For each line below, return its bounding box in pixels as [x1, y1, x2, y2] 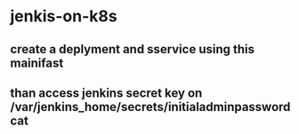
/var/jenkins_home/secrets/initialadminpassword [10, 99, 291, 114]
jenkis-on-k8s [10, 6, 118, 27]
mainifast [10, 55, 64, 70]
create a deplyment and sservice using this [10, 42, 255, 57]
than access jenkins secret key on [10, 85, 203, 100]
